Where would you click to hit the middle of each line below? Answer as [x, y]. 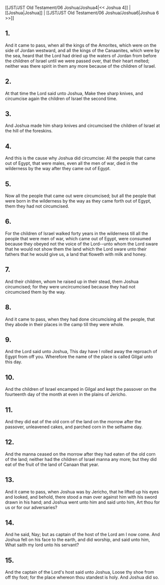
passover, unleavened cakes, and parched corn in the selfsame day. [74, 427]
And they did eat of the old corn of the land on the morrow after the [73, 421]
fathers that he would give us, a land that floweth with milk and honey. [76, 254]
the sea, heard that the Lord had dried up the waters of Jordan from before [81, 55]
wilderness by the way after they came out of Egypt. [58, 169]
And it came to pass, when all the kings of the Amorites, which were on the [81, 45]
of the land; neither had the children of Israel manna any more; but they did [81, 459]
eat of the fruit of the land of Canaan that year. [52, 464]
